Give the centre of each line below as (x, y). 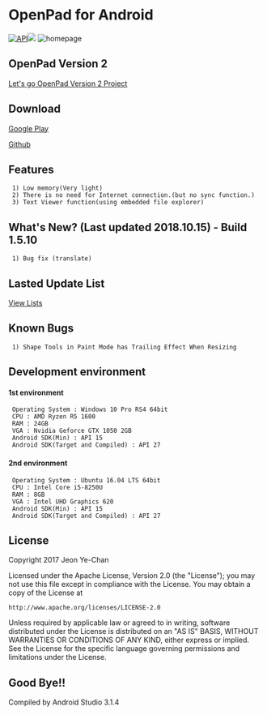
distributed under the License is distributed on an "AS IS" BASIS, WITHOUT (133, 632)
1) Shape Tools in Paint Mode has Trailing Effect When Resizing (124, 347)
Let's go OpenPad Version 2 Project (68, 83)
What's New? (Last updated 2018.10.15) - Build (128, 227)
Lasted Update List (57, 283)
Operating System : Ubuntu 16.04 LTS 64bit (86, 480)
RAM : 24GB (30, 424)
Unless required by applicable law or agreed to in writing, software (119, 623)
